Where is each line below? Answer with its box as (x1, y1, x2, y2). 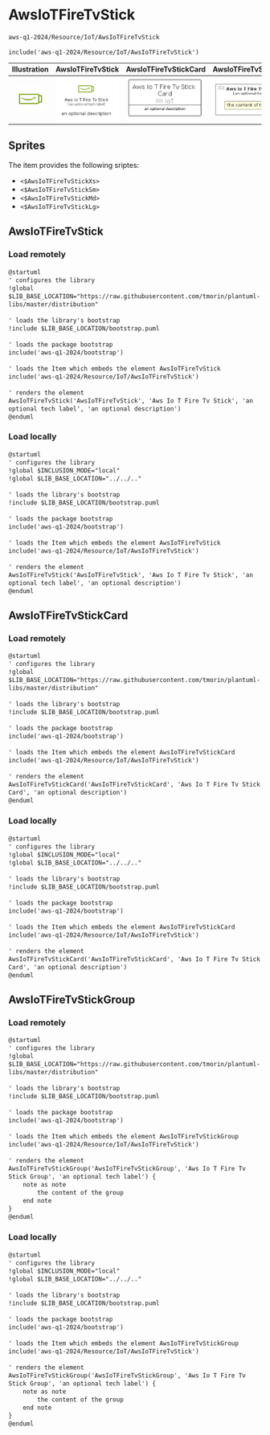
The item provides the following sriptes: (8, 160, 140, 170)
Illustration (11, 64, 50, 74)
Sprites (8, 139, 46, 153)
